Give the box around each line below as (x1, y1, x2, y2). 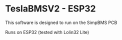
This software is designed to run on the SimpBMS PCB (5, 19, 117, 25)
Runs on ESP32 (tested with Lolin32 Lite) (5, 29, 89, 35)
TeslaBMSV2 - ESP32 (5, 3, 96, 14)
